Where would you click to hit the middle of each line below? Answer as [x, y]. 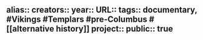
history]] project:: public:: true [115, 29]
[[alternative [30, 29]
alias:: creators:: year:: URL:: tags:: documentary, [102, 10]
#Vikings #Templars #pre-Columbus [77, 20]
